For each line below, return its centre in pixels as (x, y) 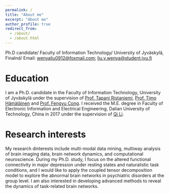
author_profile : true (28, 24)
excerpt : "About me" (27, 19)
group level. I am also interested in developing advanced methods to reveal (83, 181)
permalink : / (19, 10)
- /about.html (24, 38)
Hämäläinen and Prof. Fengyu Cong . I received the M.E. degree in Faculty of (84, 103)
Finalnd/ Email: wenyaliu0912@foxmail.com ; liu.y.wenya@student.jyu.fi (79, 58)
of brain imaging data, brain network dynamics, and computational (74, 154)
